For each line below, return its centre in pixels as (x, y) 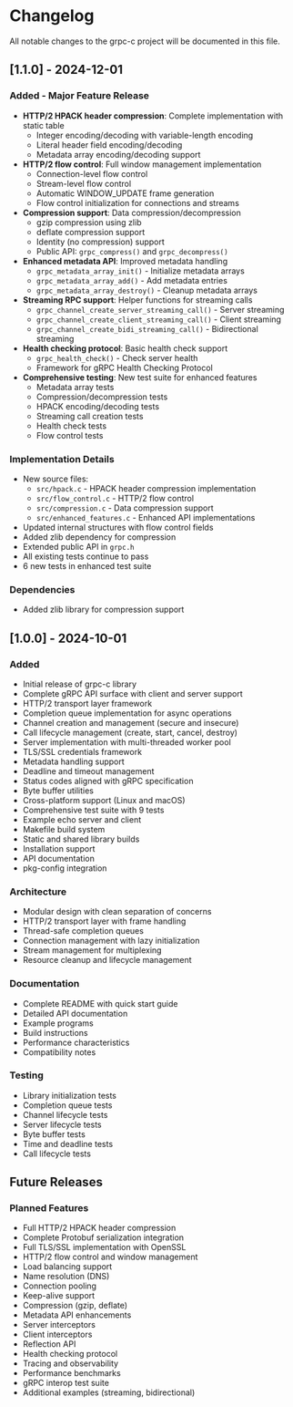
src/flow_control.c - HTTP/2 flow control (115, 498)
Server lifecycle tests (62, 1124)
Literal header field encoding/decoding (109, 145)
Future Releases (56, 1182)
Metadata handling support (73, 761)
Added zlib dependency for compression (99, 537)
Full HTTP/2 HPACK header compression (99, 1228)
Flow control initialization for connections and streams (137, 202)
